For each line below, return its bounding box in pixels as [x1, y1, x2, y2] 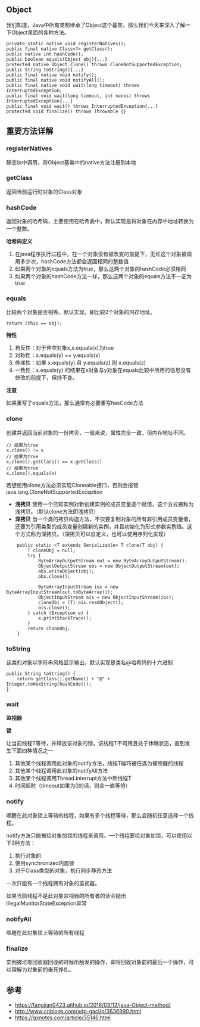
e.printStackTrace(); [37, 615, 92, 621]
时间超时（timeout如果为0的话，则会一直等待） [14, 782, 131, 789]
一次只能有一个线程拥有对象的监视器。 [6, 879, 100, 886]
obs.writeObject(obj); [37, 568, 95, 574]
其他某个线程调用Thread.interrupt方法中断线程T [14, 774, 132, 782]
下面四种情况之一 [11, 747, 54, 754]
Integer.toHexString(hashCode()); [6, 681, 92, 687]
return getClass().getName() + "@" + [17, 676, 111, 681]
